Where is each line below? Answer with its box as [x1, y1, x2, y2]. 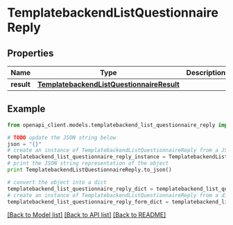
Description [186, 68, 226, 77]
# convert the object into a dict [7, 178, 107, 185]
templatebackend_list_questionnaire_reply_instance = [7, 153, 166, 160]
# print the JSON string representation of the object [7, 160, 169, 167]
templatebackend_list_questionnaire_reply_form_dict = [7, 198, 169, 206]
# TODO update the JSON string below [7, 134, 116, 141]
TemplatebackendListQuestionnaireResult [37, 80, 180, 89]
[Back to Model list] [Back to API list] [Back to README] [7, 210, 166, 219]
